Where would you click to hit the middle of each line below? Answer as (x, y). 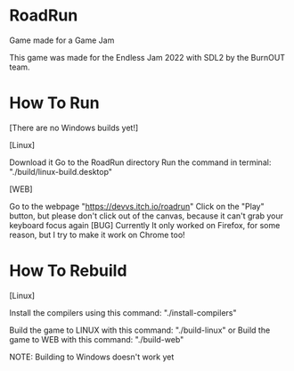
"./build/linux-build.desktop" (61, 171)
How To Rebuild (68, 271)
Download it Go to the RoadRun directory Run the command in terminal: (140, 162)
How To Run (54, 103)
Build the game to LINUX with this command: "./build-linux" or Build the (140, 330)
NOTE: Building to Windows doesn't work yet (92, 357)
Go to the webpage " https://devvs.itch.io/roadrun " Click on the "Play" (137, 206)
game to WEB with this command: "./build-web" (97, 339)
